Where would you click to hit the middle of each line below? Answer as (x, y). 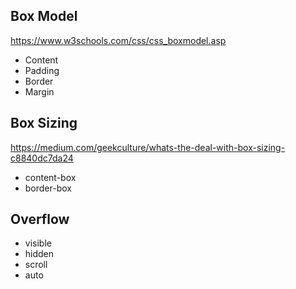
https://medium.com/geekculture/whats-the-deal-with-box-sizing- (148, 147)
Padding (42, 70)
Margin (39, 91)
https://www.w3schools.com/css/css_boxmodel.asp (118, 40)
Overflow (40, 219)
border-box (48, 188)
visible (38, 243)
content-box (50, 177)
